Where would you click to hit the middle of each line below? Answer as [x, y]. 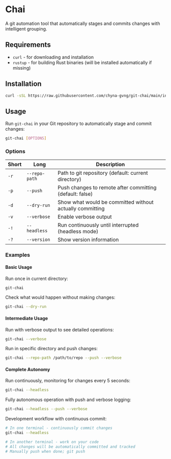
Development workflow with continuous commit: [56, 419]
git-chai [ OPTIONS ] [26, 138]
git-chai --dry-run [26, 307]
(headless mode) [78, 231]
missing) [22, 68]
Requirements [28, 45]
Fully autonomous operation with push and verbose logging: [68, 400]
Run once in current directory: [37, 279]
